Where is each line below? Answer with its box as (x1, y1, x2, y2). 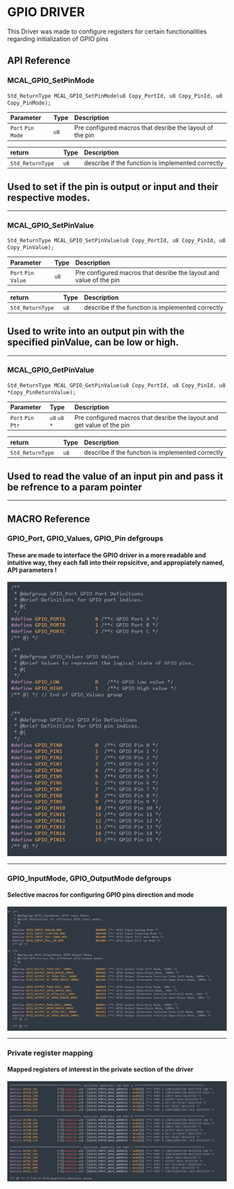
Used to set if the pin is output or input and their (7, 180, 219, 192)
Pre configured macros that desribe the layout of (74, 123, 214, 132)
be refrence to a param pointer (7, 481, 143, 493)
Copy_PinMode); (7, 99, 52, 107)
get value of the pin (74, 421, 130, 429)
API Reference (7, 55, 71, 67)
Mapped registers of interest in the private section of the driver (7, 1065, 194, 1073)
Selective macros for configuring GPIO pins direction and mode (7, 891, 194, 899)
